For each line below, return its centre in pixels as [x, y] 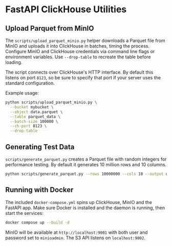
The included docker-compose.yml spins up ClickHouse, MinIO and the [79, 202]
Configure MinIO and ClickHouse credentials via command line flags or [80, 51]
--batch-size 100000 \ [34, 121]
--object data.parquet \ [36, 112]
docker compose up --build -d [38, 222]
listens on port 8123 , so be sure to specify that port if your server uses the [83, 77]
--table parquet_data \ [35, 117]
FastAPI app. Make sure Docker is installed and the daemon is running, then [85, 208]
